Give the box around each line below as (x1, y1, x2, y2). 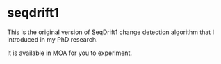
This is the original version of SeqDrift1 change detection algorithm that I (7, 28, 214, 36)
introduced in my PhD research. (7, 35, 99, 43)
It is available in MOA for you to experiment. (7, 49, 132, 57)
